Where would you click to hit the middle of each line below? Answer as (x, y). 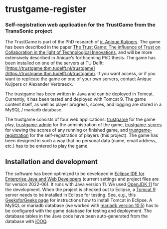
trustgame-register (46, 9)
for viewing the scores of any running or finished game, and (67, 130)
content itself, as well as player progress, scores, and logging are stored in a (83, 105)
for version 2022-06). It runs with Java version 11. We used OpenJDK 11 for (82, 184)
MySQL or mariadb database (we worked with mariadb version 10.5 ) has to (82, 206)
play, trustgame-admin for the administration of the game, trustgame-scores (83, 125)
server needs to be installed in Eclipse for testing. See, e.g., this (71, 195)
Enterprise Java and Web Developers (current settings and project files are (82, 179)
